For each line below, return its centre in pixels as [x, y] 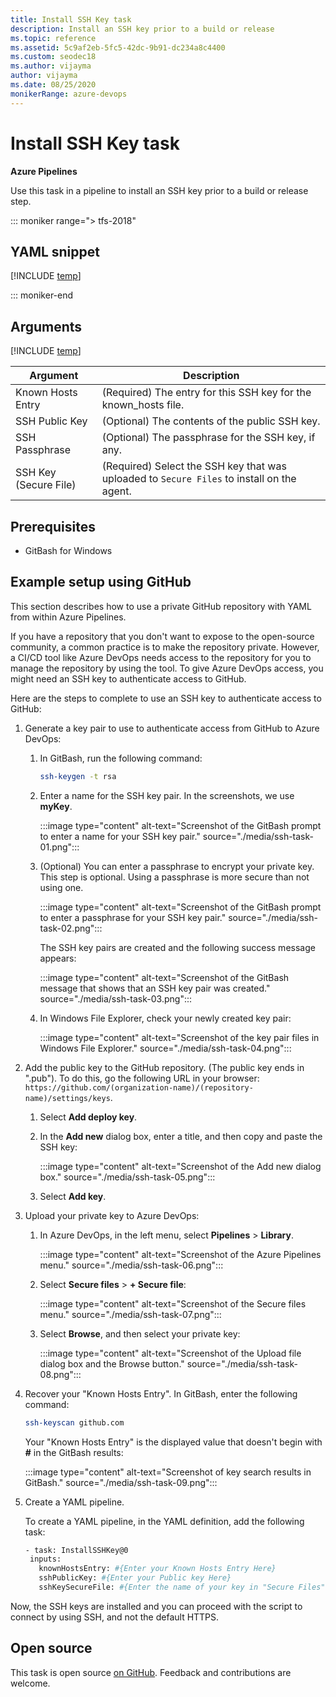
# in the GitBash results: [74, 1452]
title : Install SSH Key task [71, 19]
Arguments [46, 326]
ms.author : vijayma [51, 66]
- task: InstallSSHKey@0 [76, 1550]
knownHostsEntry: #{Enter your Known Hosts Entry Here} [157, 1569]
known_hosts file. [143, 405]
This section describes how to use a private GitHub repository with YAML [161, 606]
